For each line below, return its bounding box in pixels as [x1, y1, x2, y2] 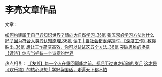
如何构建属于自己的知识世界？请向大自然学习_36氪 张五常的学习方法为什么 [5, 32, 155, 38]
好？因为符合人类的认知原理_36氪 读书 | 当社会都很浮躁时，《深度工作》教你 [5, 38, 156, 44]
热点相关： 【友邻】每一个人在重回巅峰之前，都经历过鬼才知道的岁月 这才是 [5, 60, 157, 66]
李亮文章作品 [5, 4, 57, 16]
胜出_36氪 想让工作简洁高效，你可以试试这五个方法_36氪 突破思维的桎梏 [5, 44, 150, 50]
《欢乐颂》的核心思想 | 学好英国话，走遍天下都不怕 [5, 66, 107, 72]
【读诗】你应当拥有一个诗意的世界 [5, 50, 74, 56]
